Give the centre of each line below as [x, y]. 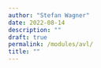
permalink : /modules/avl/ [50, 45]
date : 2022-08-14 [37, 23]
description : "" [35, 30]
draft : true [28, 37]
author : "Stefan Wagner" [49, 15]
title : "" [24, 52]
